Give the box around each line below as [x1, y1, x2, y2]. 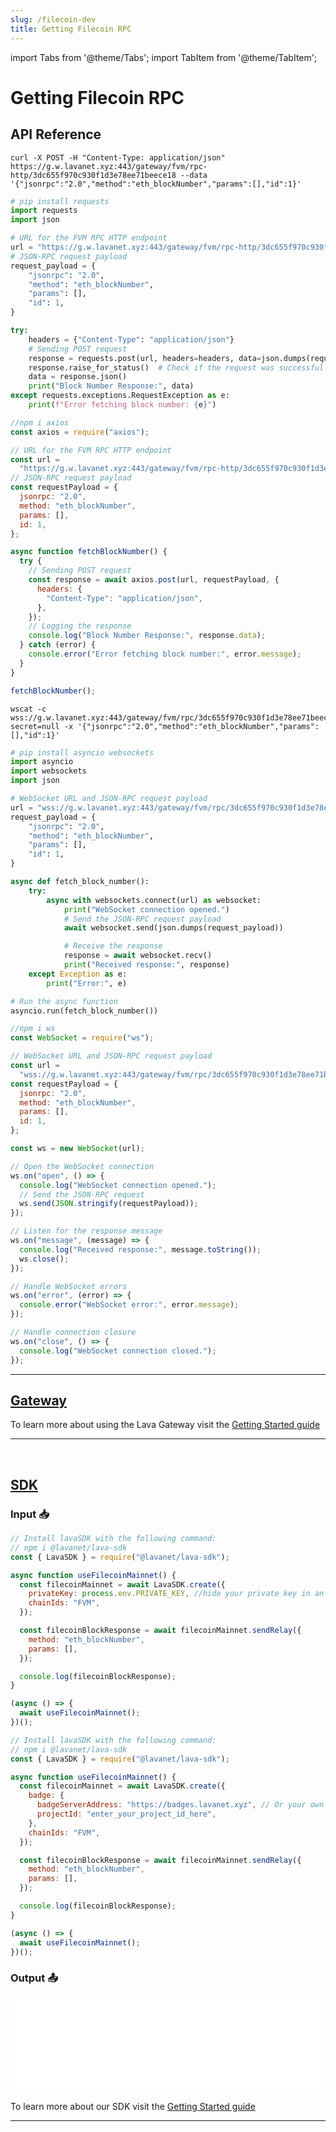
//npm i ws [10, 1024, 56, 1034]
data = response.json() [28, 372, 128, 382]
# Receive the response [63, 941, 163, 951]
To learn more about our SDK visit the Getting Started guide [10, 2100, 256, 2112]
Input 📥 [10, 1507, 50, 1521]
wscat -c [10, 704, 47, 714]
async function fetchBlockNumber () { [10, 547, 168, 557]
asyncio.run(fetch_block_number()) [10, 1006, 159, 1016]
